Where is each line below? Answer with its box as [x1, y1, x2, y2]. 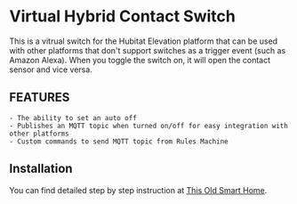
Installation [9, 161, 73, 176]
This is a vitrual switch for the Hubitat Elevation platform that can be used [9, 36, 278, 46]
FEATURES [9, 90, 70, 105]
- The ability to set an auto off [9, 113, 138, 122]
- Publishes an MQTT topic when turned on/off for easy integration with [9, 121, 289, 130]
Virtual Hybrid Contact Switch [9, 6, 236, 27]
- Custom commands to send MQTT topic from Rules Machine [9, 136, 229, 146]
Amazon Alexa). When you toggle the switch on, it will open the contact [9, 54, 271, 65]
